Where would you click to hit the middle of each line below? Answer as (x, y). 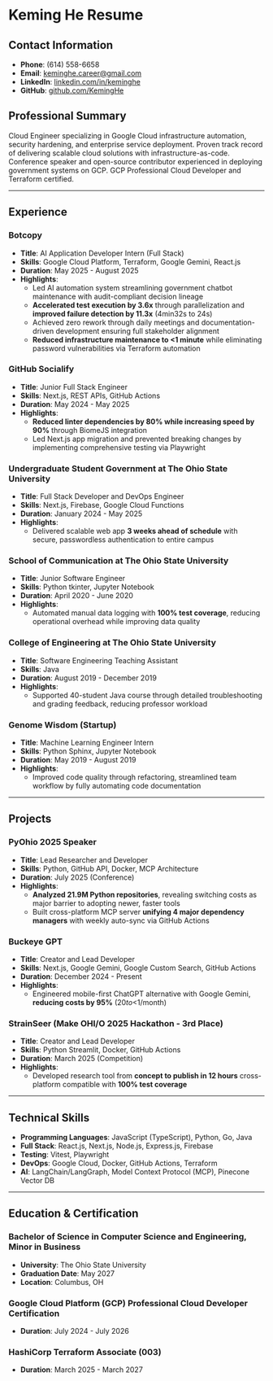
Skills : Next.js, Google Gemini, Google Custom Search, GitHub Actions (138, 968)
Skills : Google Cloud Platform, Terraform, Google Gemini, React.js (130, 261)
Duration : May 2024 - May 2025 (75, 404)
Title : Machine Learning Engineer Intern (87, 742)
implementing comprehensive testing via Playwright (119, 447)
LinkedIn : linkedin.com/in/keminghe (80, 82)
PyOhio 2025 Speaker (53, 842)
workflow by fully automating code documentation (117, 785)
